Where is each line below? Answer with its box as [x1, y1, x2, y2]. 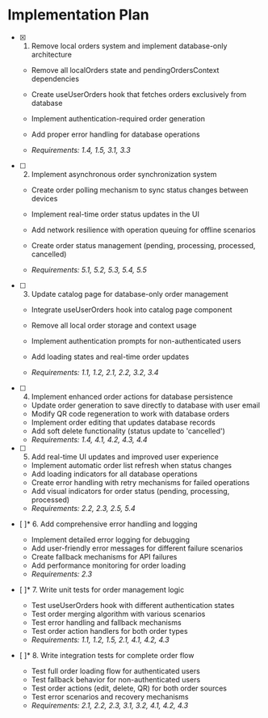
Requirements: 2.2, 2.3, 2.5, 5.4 [31, 503, 136, 513]
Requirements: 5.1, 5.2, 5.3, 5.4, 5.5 [31, 264, 147, 274]
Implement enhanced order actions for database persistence [31, 391, 233, 401]
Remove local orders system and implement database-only [31, 40, 228, 50]
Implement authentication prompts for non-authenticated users [31, 336, 241, 345]
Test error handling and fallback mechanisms [31, 617, 182, 627]
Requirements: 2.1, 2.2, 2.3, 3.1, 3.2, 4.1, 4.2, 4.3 [31, 700, 189, 710]
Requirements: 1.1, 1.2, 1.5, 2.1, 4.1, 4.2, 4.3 [31, 635, 170, 644]
